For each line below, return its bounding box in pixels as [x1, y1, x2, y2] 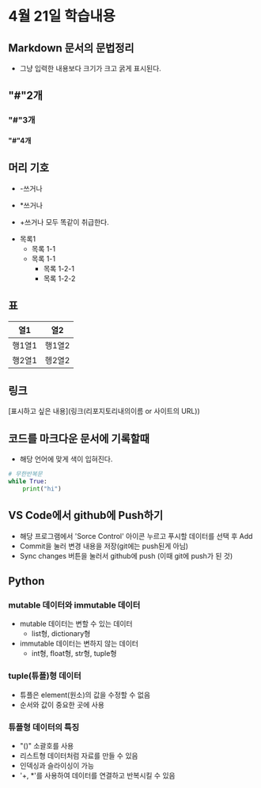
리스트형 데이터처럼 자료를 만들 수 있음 [19, 751, 138, 760]
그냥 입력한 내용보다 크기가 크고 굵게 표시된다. [19, 64, 162, 73]
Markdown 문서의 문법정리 [8, 41, 134, 55]
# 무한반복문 [8, 470, 43, 479]
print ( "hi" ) [22, 484, 62, 493]
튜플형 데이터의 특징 [8, 722, 80, 733]
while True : [8, 478, 47, 486]
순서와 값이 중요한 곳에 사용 [19, 699, 105, 709]
